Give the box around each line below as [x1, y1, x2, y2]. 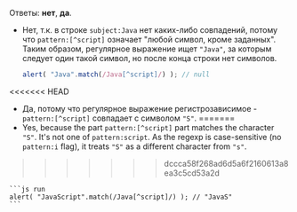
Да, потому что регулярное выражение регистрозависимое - [21, 103, 258, 114]
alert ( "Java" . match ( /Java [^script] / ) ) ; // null [21, 70, 211, 79]
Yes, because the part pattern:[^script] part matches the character [21, 122, 275, 132]
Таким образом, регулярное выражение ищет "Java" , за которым [21, 43, 272, 54]
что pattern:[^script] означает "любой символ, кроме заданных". [21, 35, 277, 44]
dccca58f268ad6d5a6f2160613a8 [164, 158, 289, 169]
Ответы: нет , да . [9, 8, 73, 18]
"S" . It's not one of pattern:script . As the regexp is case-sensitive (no [21, 131, 282, 142]
